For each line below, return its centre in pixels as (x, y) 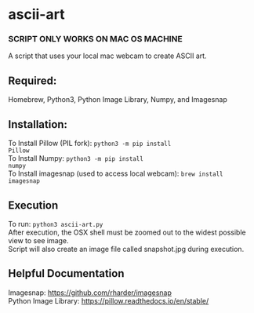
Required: (33, 80)
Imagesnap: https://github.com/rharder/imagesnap (90, 293)
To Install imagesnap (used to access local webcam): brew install (116, 173)
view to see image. (38, 240)
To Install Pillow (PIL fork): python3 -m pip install (90, 144)
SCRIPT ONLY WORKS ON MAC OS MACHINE (95, 39)
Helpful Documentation (66, 273)
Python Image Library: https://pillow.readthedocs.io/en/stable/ (109, 300)
